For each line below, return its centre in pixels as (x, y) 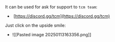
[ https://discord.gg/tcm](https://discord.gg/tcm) (62, 16)
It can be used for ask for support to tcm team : (51, 7)
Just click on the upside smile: (36, 25)
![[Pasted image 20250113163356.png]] (52, 35)
